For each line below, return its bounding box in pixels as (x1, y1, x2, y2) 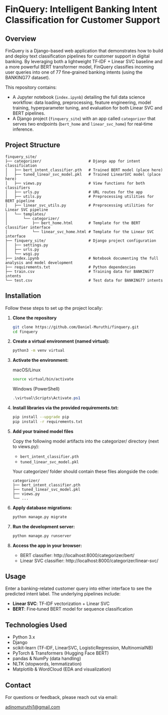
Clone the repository (12, 314, 57, 321)
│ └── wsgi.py (5, 251, 39, 256)
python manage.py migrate (12, 514, 67, 519)
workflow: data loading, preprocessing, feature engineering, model (12, 99, 151, 105)
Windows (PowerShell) (12, 386, 60, 392)
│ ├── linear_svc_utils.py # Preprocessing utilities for (5, 203, 154, 208)
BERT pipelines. (12, 110, 45, 116)
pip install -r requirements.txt (12, 419, 83, 424)
